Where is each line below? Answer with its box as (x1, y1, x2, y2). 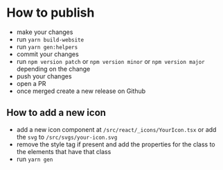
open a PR (16, 79, 46, 87)
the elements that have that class (16, 147, 111, 155)
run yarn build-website (16, 35, 84, 43)
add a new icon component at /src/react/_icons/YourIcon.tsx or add (16, 125, 217, 133)
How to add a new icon (6, 107, 107, 119)
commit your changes (16, 50, 79, 58)
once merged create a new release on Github (16, 87, 146, 95)
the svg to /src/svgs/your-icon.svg (16, 133, 118, 141)
